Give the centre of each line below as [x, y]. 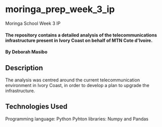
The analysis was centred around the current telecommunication [73, 80]
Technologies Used [36, 107]
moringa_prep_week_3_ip [60, 9]
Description [24, 68]
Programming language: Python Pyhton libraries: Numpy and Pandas [77, 119]
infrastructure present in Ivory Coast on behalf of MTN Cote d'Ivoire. [79, 40]
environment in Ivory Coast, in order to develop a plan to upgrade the [77, 85]
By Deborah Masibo [26, 52]
